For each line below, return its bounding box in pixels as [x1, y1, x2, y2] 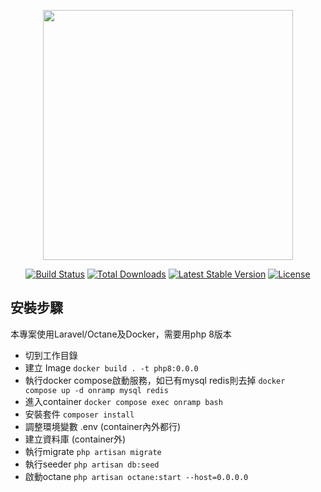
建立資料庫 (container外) [24, 433, 127, 445]
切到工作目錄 [24, 349, 78, 361]
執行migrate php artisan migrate [24, 445, 162, 457]
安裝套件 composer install [24, 408, 135, 420]
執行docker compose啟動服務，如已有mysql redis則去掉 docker [24, 374, 286, 386]
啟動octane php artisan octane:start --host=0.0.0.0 [24, 470, 249, 482]
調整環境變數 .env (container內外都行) [24, 420, 182, 432]
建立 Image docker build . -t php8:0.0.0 [24, 361, 199, 374]
